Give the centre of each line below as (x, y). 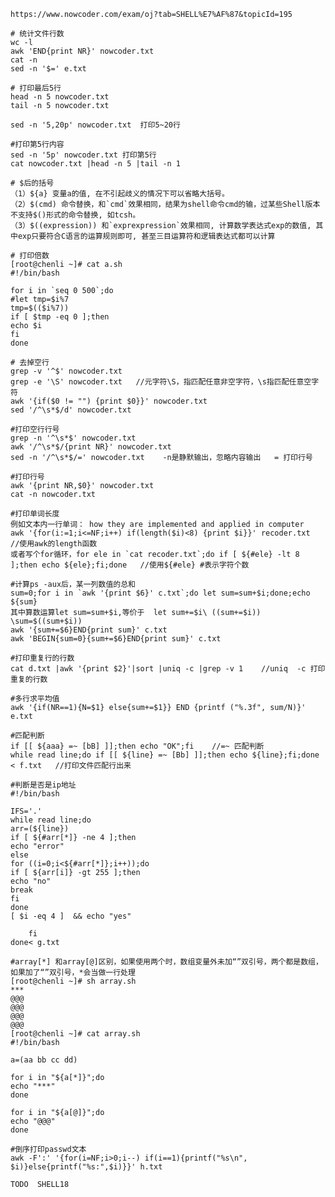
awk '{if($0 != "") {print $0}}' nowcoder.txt (109, 401)
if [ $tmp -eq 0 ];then (60, 317)
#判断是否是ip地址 (43, 785)
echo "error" (37, 846)
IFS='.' (26, 811)
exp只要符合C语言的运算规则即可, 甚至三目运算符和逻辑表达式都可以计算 (146, 236)
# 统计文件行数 (37, 34)
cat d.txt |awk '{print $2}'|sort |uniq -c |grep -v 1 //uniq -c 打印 (168, 669)
